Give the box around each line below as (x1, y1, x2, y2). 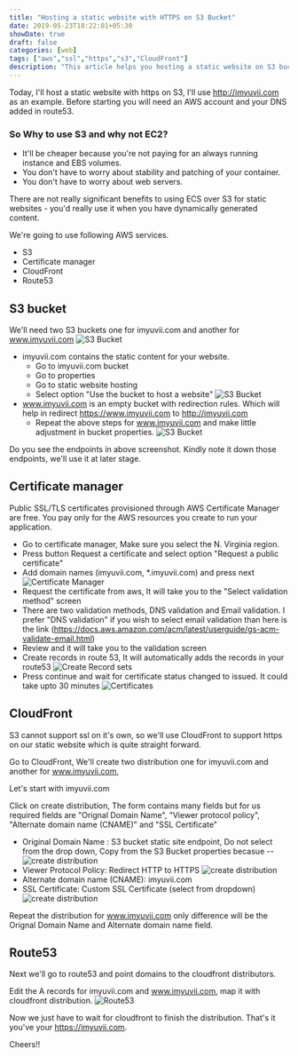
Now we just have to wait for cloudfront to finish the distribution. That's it (9, 1013, 277, 1023)
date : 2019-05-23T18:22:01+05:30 (9, 21, 133, 30)
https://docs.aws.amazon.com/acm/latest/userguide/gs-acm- (53, 624, 280, 634)
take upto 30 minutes (21, 680, 100, 691)
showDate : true (9, 29, 66, 38)
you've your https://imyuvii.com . (9, 1022, 128, 1033)
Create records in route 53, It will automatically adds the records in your (21, 652, 285, 663)
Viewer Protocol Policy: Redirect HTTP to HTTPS (21, 864, 200, 875)
